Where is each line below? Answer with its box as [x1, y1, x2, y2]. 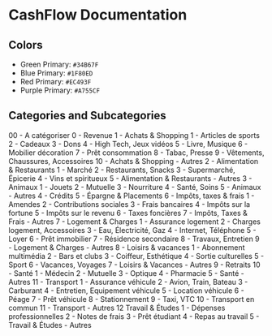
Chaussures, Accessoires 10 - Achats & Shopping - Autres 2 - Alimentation [8, 156, 259, 166]
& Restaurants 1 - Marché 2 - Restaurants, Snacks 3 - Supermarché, [8, 165, 235, 174]
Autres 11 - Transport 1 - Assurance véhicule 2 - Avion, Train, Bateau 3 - [8, 277, 248, 286]
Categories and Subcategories [8, 109, 166, 123]
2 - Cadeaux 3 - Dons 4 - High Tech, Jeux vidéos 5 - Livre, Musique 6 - [8, 139, 248, 149]
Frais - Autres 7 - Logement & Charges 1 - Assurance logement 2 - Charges [8, 217, 261, 226]
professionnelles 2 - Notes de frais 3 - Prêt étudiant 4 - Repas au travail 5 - [8, 311, 260, 321]
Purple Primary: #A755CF [19, 85, 100, 95]
